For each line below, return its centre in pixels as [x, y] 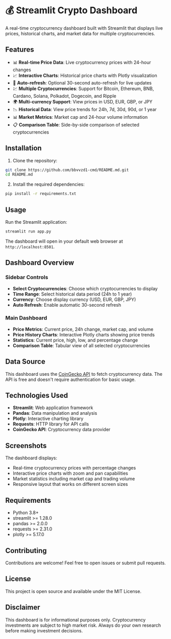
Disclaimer [23, 608]
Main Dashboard [26, 318]
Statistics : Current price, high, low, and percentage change [75, 340]
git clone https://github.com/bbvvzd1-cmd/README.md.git [67, 170]
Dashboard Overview [40, 263]
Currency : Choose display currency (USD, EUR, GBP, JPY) [74, 299]
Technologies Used [36, 396]
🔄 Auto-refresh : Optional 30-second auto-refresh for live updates [82, 82]
